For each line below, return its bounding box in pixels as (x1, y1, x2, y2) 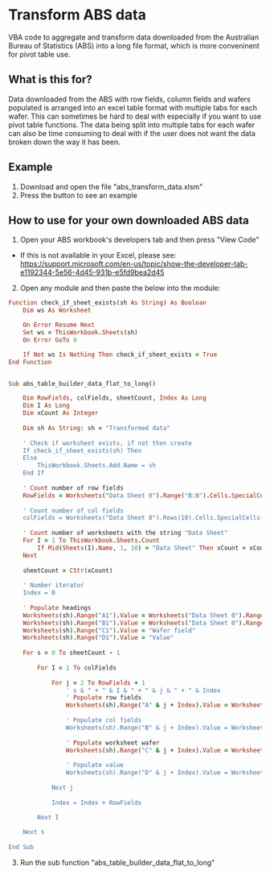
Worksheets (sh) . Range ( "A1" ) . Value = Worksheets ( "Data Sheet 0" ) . (22, 611, 247, 620)
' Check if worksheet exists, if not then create (22, 439, 193, 447)
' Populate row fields (65, 694, 142, 702)
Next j (51, 783, 74, 791)
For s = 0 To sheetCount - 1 (22, 649, 121, 657)
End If (22, 469, 45, 477)
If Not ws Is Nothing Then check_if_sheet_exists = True (22, 350, 218, 359)
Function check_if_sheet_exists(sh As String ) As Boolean (8, 299, 207, 307)
